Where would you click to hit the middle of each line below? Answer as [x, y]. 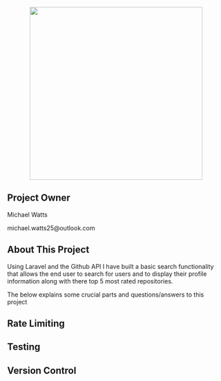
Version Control [42, 370]
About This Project [48, 250]
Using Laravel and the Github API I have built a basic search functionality [110, 266]
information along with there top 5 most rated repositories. [90, 281]
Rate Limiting [36, 324]
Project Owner [39, 198]
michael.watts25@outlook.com [51, 227]
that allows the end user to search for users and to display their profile [107, 274]
